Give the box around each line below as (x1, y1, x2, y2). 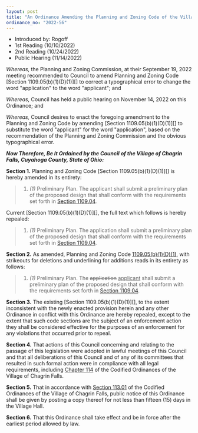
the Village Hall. (6, 402, 44, 409)
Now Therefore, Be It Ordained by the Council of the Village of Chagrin (6, 150, 183, 157)
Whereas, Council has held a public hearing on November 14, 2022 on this (6, 96, 187, 103)
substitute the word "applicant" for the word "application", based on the (6, 126, 180, 133)
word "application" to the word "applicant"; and (6, 85, 121, 92)
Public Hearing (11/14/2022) (14, 54, 82, 62)
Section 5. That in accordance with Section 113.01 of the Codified (6, 384, 165, 391)
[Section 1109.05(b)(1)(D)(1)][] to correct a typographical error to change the (6, 78, 191, 85)
